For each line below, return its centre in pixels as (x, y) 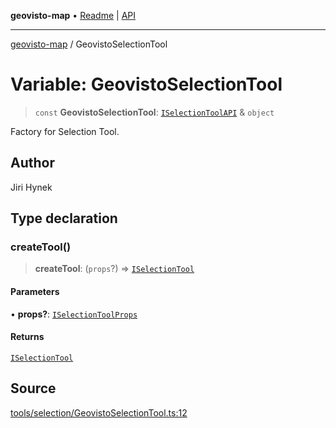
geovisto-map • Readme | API (73, 15)
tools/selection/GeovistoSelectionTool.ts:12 (99, 412)
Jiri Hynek (31, 187)
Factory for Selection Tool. (65, 131)
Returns (27, 337)
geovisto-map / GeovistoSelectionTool (89, 44)
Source (33, 388)
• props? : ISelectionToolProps (74, 314)
